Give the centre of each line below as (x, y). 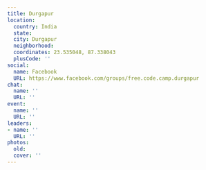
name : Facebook (35, 71)
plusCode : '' (32, 59)
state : (23, 33)
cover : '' (27, 156)
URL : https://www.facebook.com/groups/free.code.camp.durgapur (106, 78)
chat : (15, 85)
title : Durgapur (30, 14)
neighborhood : (34, 46)
